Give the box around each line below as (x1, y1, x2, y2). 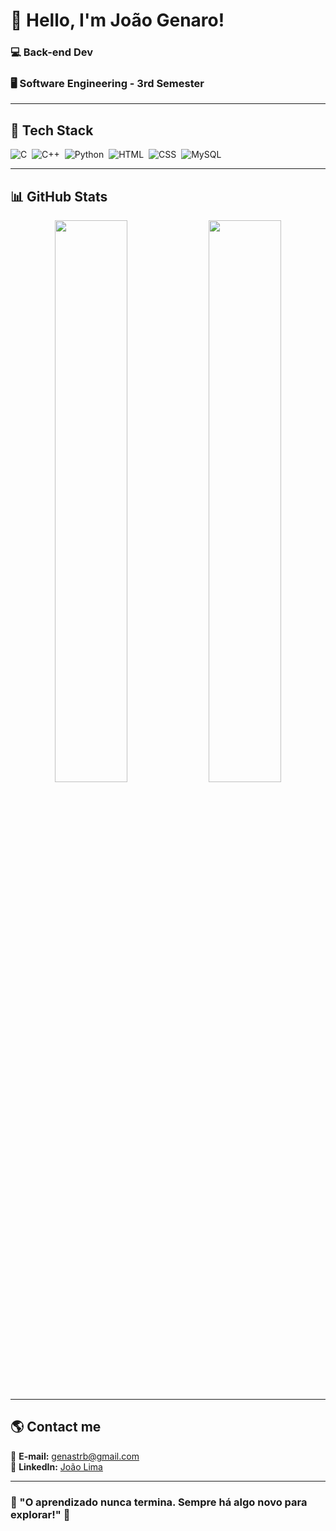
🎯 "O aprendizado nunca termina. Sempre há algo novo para (10, 1495, 308, 1509)
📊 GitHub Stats (10, 188, 108, 205)
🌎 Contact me (10, 1419, 102, 1436)
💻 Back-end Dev (10, 45, 93, 59)
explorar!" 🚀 (10, 1507, 71, 1521)
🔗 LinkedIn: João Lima (10, 1460, 103, 1473)
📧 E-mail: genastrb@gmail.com (10, 1450, 140, 1462)
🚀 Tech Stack (10, 122, 94, 139)
